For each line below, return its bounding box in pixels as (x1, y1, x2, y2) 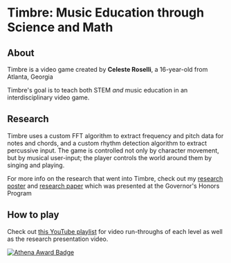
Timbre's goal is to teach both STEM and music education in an (7, 86, 188, 94)
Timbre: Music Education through (7, 5, 205, 21)
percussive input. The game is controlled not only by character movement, (7, 146, 219, 155)
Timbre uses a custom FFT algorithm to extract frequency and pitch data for (7, 131, 224, 139)
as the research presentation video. (7, 235, 109, 243)
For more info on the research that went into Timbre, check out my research (7, 174, 223, 182)
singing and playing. (7, 161, 65, 169)
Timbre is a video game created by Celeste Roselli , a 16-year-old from (7, 66, 208, 73)
